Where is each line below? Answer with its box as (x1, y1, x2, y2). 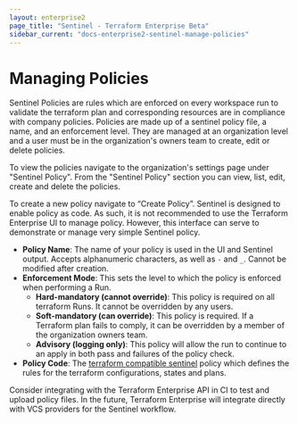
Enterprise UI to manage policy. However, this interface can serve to (9, 218, 260, 228)
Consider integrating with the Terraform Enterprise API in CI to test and (9, 385, 270, 395)
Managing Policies (9, 68, 149, 88)
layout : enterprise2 (9, 12, 87, 22)
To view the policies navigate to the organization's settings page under (9, 162, 269, 173)
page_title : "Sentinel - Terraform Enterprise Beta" (9, 21, 210, 30)
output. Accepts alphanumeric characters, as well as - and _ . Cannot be (21, 253, 287, 264)
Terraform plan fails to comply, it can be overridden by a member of (35, 320, 286, 331)
